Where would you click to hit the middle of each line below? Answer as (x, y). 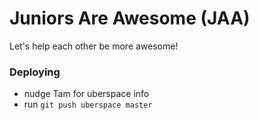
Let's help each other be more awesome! (94, 46)
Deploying (35, 72)
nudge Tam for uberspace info (86, 94)
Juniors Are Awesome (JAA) (130, 18)
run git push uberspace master (88, 104)
